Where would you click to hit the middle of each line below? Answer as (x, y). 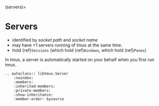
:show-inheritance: (34, 95)
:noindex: (24, 78)
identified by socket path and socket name (55, 40)
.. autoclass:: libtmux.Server (37, 74)
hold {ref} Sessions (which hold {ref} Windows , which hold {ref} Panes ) (79, 50)
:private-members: (32, 91)
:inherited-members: (35, 86)
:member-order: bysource (39, 99)
